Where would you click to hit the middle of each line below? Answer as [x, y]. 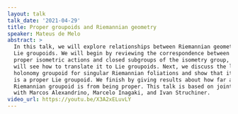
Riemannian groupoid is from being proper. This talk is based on [114, 86]
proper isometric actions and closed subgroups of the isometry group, [122, 60]
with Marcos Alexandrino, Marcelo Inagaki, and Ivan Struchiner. [112, 93]
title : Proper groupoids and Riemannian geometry [82, 27]
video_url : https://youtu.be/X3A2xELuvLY [69, 100]
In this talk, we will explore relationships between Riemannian [112, 47]
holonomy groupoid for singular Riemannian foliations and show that [118, 73]
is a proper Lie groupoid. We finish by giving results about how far [120, 80]
